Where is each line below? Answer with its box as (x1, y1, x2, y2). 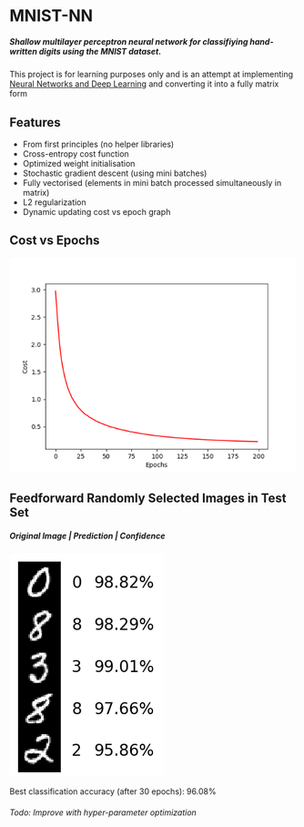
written (9, 46, 38, 56)
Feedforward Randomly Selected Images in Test (9, 491, 287, 506)
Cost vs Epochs (9, 233, 100, 249)
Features (9, 115, 61, 130)
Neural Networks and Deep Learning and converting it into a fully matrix (9, 78, 279, 89)
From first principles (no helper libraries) (22, 138, 175, 149)
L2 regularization (22, 197, 86, 208)
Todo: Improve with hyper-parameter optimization (9, 807, 198, 818)
